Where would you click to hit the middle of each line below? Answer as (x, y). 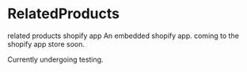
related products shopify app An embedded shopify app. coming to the (123, 36)
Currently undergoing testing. (55, 59)
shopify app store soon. (46, 44)
